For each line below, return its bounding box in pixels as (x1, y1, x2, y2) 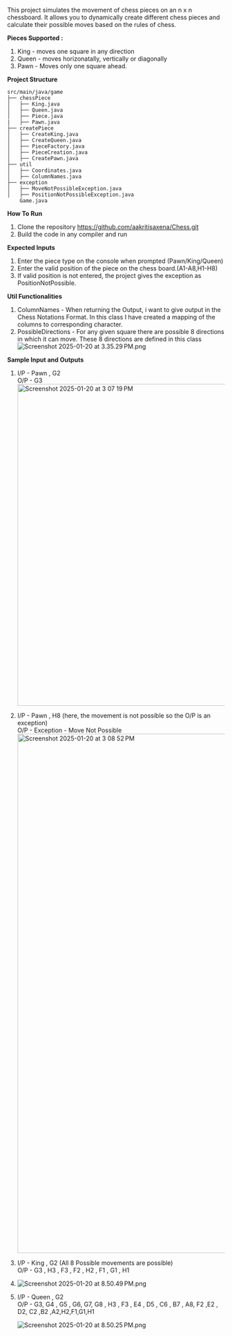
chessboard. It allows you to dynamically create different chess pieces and (7, 13, 220, 21)
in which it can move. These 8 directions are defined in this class (17, 335, 202, 343)
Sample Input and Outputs (7, 355, 84, 364)
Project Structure (7, 75, 58, 83)
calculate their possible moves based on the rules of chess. (7, 21, 177, 28)
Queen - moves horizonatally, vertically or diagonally (17, 55, 168, 63)
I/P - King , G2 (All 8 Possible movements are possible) (17, 1259, 173, 1267)
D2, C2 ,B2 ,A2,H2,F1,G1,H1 (17, 1308, 95, 1315)
